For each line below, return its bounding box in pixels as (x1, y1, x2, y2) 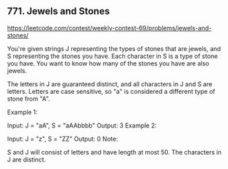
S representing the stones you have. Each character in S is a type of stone (7, 52, 218, 60)
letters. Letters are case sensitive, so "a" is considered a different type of (7, 87, 216, 95)
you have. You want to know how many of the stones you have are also (7, 59, 209, 68)
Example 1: (7, 108, 38, 116)
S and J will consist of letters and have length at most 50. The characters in (7, 148, 222, 156)
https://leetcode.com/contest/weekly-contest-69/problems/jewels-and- (7, 23, 212, 32)
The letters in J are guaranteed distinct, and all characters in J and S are (7, 79, 213, 88)
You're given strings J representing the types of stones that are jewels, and (7, 44, 221, 52)
